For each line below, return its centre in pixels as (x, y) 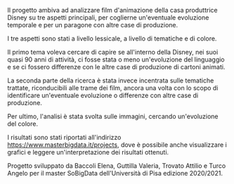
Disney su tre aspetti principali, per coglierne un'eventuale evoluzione (108, 17)
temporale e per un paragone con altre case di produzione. (93, 25)
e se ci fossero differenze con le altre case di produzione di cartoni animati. (116, 67)
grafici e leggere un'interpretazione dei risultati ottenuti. (88, 152)
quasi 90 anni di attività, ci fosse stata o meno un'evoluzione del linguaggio (116, 59)
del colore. (23, 124)
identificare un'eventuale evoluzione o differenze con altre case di (103, 95)
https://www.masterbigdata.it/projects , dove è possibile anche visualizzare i (117, 145)
